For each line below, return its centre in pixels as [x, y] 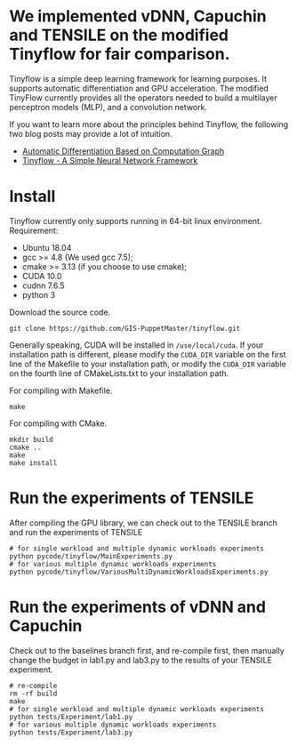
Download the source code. [60, 312]
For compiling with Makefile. [61, 390]
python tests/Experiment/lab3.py [71, 732]
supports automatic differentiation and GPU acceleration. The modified [139, 88]
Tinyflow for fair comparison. [120, 54]
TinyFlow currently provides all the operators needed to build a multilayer [143, 97]
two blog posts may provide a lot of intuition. [91, 133]
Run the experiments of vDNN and [138, 607]
